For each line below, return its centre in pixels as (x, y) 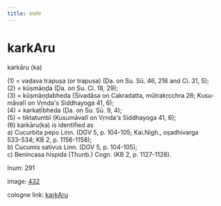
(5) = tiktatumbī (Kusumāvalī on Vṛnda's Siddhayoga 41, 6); (92, 117)
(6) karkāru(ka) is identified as (50, 125)
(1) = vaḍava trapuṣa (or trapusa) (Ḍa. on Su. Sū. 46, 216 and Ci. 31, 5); (108, 80)
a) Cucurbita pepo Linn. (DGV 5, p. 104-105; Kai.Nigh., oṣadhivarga (103, 132)
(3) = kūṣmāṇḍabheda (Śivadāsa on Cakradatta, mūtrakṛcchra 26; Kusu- (110, 95)
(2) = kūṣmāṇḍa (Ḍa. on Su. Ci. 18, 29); (63, 88)
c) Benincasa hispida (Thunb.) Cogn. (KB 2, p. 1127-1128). (89, 154)
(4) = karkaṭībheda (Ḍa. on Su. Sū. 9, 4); (65, 110)
